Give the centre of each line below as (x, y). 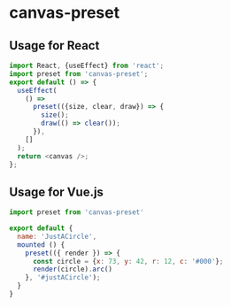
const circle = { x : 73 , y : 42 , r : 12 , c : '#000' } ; (128, 261)
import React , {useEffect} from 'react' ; (87, 65)
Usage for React (54, 46)
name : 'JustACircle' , (57, 236)
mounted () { (41, 245)
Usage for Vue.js (57, 192)
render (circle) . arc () (73, 269)
